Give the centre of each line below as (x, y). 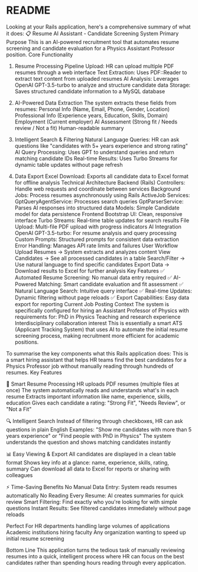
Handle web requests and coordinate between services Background (98, 189)
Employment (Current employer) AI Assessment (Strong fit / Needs (96, 122)
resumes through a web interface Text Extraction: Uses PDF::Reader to (101, 72)
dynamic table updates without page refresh (69, 164)
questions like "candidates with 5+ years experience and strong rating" (101, 145)
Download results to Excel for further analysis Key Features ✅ (90, 271)
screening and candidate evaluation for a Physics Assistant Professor (91, 48)
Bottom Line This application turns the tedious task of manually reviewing (95, 550)
